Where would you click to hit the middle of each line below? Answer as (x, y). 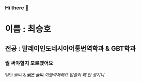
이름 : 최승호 (28, 29)
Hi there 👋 (17, 8)
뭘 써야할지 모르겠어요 (29, 63)
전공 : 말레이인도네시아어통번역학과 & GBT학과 (70, 48)
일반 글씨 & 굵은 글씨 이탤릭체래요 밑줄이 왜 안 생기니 (55, 75)
